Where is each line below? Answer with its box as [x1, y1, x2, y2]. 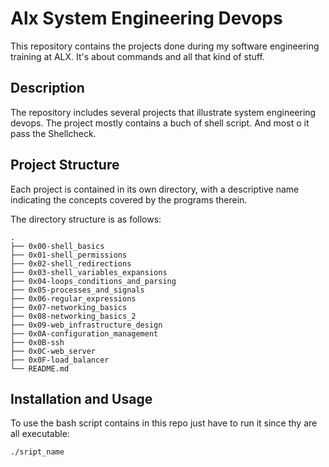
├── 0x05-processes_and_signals [10, 285, 145, 295]
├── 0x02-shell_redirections [10, 258, 132, 269]
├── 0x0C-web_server [10, 346, 97, 356]
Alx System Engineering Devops [10, 7, 283, 30]
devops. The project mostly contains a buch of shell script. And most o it [10, 117, 310, 129]
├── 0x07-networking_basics [10, 302, 128, 312]
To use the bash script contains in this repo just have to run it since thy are [10, 417, 318, 429]
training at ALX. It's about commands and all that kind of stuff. [10, 50, 265, 62]
